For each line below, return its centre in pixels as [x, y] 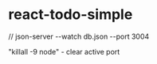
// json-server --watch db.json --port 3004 [79, 36]
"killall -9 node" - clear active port [64, 51]
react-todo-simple [71, 15]
